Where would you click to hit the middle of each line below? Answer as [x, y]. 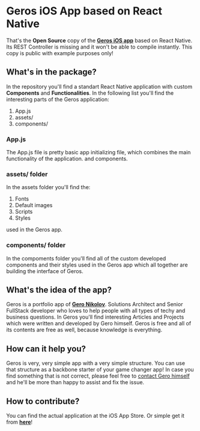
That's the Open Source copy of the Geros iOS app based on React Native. [99, 40]
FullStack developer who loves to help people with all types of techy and [96, 311]
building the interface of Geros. [45, 271]
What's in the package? [52, 72]
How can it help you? [46, 348]
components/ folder [36, 246]
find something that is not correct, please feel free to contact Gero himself [98, 376]
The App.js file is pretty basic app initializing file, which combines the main [98, 152]
